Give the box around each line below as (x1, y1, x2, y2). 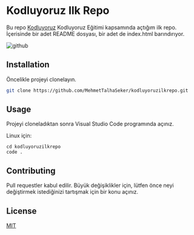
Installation (6, 60, 50, 70)
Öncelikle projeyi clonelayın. (6, 75, 77, 83)
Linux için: (6, 132, 32, 140)
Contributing (6, 165, 56, 176)
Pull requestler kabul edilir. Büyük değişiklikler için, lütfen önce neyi (6, 182, 174, 189)
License (6, 206, 37, 216)
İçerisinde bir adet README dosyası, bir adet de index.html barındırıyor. (6, 30, 185, 37)
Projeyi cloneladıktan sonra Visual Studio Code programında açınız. (6, 120, 174, 128)
